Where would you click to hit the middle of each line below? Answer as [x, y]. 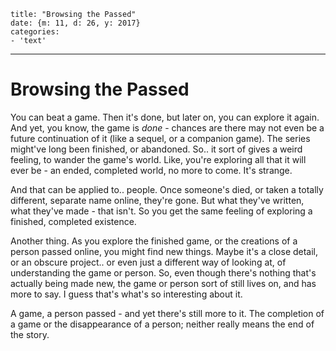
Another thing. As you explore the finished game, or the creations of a [154, 241]
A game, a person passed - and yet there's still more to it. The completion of [167, 313]
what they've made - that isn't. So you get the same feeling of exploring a [161, 211]
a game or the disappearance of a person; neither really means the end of [162, 324]
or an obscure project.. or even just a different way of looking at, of [148, 262]
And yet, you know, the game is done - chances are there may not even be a [167, 127]
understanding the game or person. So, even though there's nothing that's [163, 272]
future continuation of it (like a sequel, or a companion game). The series [160, 138]
